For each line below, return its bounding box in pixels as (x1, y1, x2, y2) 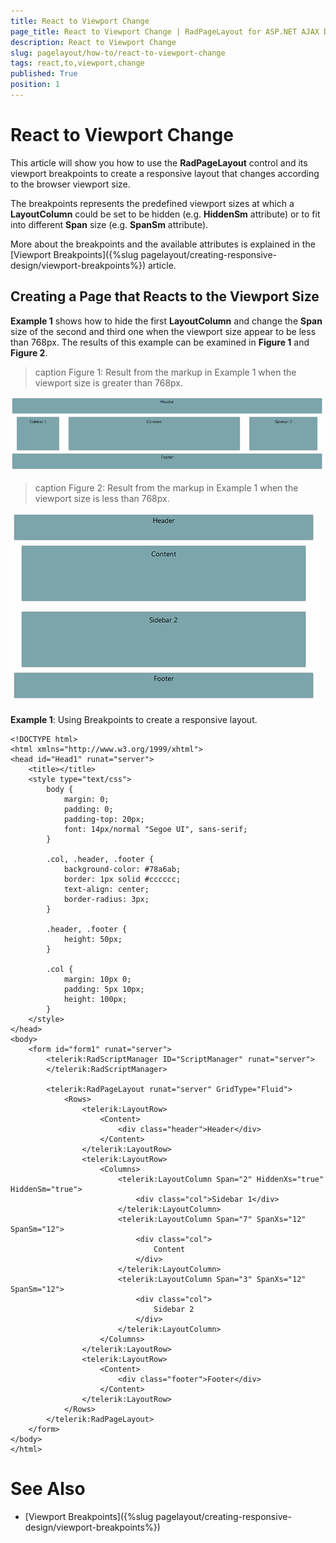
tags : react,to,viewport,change (10, 58, 145, 69)
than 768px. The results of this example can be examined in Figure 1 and (10, 336, 310, 348)
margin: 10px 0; (63, 975, 132, 985)
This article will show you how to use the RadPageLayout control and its (10, 156, 308, 169)
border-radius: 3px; (63, 895, 150, 905)
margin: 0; (63, 795, 110, 805)
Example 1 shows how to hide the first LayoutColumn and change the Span (10, 315, 323, 327)
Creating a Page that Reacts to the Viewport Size (10, 288, 320, 305)
